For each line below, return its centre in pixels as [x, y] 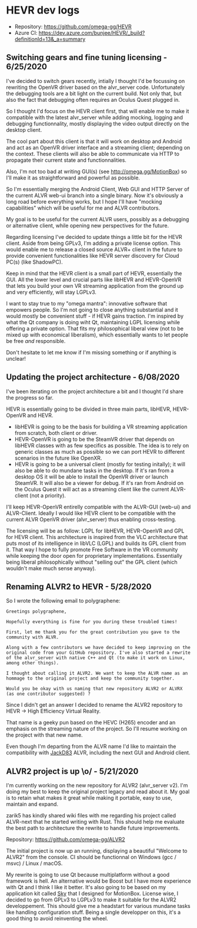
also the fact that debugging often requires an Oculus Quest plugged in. [93, 99]
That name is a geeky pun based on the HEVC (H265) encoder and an [91, 723]
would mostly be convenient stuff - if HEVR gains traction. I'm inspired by [95, 316]
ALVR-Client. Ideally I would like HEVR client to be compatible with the [91, 513]
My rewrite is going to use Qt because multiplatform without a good [88, 875]
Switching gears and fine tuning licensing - [87, 57]
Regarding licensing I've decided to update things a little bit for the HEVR [94, 237]
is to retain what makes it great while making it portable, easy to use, [89, 798]
